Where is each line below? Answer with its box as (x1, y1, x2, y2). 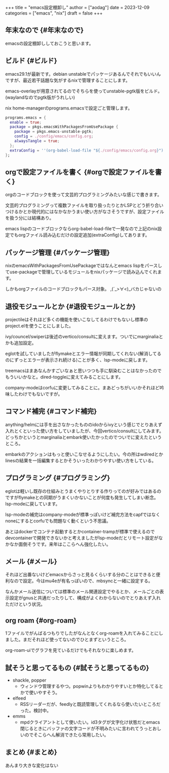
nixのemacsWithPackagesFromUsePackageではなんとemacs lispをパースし (5, 263, 162, 269)
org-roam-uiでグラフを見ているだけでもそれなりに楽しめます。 (5, 647, 136, 653)
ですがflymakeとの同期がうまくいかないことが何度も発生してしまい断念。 (5, 494, 159, 500)
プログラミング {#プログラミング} (5, 474, 110, 482)
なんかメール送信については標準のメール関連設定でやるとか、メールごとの (5, 589, 160, 595)
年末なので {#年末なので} (5, 26, 84, 34)
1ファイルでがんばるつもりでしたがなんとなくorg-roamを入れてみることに (5, 630, 159, 636)
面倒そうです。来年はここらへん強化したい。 (18, 541, 111, 547)
